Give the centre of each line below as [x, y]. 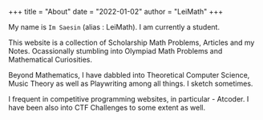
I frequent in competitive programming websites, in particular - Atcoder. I [129, 99]
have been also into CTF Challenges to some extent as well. [107, 108]
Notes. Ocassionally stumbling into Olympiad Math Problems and [115, 51]
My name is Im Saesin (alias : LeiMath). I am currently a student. [114, 27]
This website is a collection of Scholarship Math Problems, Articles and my [131, 42]
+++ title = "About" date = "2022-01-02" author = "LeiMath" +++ [116, 12]
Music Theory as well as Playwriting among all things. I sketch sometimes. [131, 84]
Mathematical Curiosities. [50, 60]
